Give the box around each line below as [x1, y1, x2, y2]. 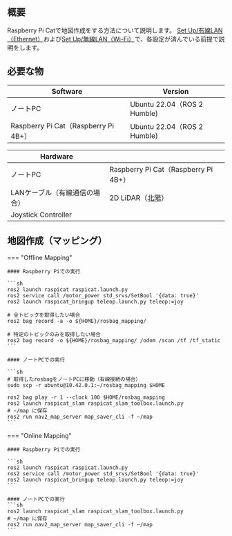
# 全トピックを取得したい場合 [7, 312, 81, 319]
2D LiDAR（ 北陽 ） [109, 192, 168, 202]
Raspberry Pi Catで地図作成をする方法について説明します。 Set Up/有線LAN [7, 26, 223, 34]
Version [162, 86, 189, 96]
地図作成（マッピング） [7, 235, 107, 247]
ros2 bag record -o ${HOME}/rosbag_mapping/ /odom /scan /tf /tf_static [7, 337, 221, 344]
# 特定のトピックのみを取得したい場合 [7, 331, 101, 338]
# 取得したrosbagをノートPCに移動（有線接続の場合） [7, 376, 142, 383]
